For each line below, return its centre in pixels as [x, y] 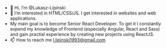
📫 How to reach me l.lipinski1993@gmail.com [58, 40]
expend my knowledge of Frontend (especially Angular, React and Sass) [85, 29]
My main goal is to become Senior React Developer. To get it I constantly [86, 23]
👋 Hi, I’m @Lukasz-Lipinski [38, 8]
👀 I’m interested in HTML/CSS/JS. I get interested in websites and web [83, 13]
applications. [23, 18]
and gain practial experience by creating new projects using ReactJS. [82, 34]
